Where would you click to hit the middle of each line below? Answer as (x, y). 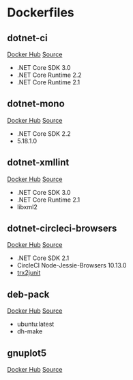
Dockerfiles (41, 13)
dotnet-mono (36, 104)
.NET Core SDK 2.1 (43, 258)
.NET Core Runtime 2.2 (49, 75)
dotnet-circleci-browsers (62, 229)
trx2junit (29, 273)
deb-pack (28, 294)
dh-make (30, 331)
